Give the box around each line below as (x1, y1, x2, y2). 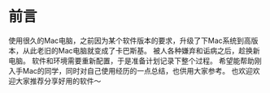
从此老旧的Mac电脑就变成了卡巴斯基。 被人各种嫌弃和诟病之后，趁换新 (22, 45, 260, 55)
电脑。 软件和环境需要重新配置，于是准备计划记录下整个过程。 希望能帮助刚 (8, 56, 262, 66)
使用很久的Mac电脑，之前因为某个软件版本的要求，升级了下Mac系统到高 (8, 36, 252, 45)
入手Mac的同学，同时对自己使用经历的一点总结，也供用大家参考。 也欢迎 (8, 66, 254, 75)
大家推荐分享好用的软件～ (15, 76, 102, 86)
